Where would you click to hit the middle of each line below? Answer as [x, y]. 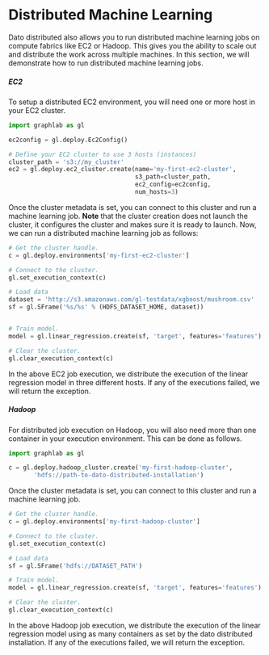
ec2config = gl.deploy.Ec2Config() [68, 140]
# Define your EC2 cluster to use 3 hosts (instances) [103, 154]
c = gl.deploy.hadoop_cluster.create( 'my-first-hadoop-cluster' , [120, 468]
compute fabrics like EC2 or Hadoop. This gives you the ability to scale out [132, 45]
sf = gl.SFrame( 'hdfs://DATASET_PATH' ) [76, 566]
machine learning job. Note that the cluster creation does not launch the [128, 216]
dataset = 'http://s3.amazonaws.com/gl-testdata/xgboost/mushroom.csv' [131, 300]
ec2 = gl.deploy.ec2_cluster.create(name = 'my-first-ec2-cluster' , [122, 170]
